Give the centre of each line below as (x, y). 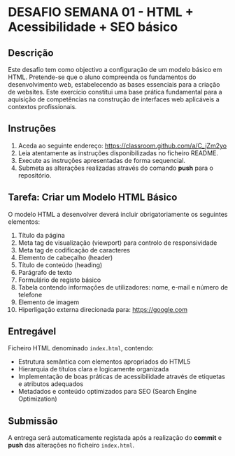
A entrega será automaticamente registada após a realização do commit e (115, 438)
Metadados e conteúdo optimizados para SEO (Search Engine (107, 392)
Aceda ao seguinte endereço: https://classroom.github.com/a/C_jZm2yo (122, 145)
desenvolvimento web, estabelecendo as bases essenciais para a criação (114, 84)
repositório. (35, 175)
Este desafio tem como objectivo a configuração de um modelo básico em (115, 70)
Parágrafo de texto (45, 272)
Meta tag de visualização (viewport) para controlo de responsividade (117, 243)
